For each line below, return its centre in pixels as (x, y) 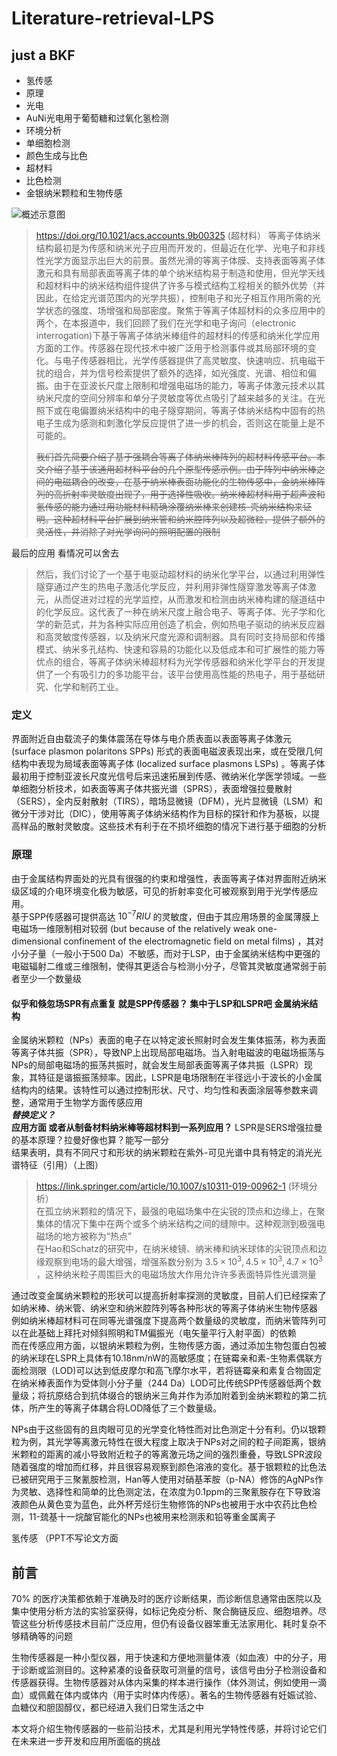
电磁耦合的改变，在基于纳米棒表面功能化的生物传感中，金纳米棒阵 (189, 481)
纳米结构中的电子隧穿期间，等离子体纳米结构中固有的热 (211, 410)
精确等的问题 (46, 1636)
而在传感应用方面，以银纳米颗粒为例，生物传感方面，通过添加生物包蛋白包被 (169, 1346)
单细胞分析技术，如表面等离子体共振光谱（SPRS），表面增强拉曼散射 (152, 789)
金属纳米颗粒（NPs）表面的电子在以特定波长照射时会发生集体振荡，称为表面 (168, 1040)
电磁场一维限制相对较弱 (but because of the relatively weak (133, 929)
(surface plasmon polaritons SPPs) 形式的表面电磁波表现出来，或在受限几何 (167, 751)
